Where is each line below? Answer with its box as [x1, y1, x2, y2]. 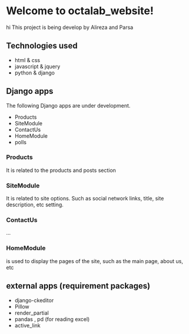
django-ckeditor [14, 297, 54, 304]
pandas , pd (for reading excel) [14, 315, 90, 323]
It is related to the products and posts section [6, 167, 117, 174]
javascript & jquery [14, 63, 61, 70]
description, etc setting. [6, 201, 64, 208]
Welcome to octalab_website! [6, 4, 154, 18]
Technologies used [6, 41, 78, 51]
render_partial [14, 309, 49, 316]
